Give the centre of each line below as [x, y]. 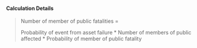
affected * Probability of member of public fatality [81, 39]
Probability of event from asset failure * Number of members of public [106, 33]
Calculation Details [30, 8]
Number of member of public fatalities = [70, 21]
